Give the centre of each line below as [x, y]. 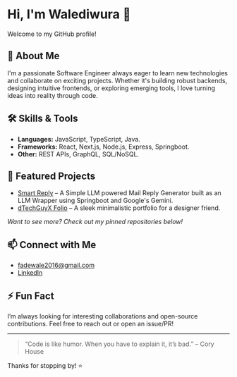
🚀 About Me [34, 56]
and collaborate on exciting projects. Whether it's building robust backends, [117, 80]
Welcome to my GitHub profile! [52, 34]
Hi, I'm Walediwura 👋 [69, 14]
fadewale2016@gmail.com [56, 265]
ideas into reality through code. [53, 95]
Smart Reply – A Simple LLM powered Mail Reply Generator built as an [120, 193]
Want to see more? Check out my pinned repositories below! [95, 222]
